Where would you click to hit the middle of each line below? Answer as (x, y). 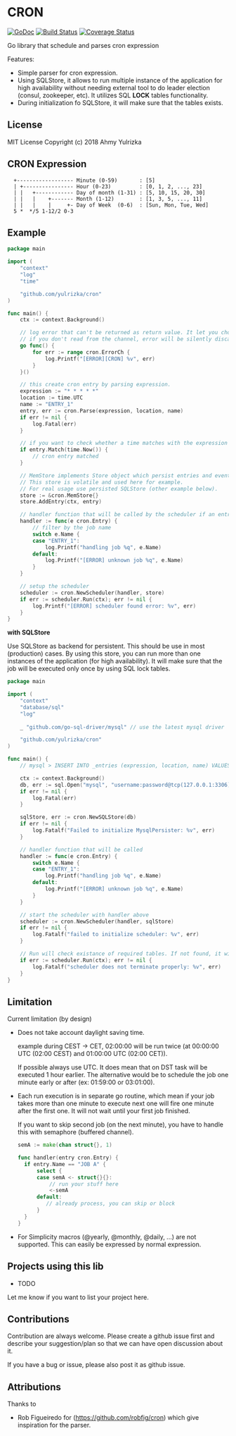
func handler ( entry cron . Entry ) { (68, 1158)
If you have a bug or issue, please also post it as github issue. (96, 1365)
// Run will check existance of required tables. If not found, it (120, 954)
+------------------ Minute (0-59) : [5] (85, 180)
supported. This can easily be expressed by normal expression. (109, 1244)
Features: (21, 59)
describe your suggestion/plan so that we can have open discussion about (115, 1344)
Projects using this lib (55, 1266)
